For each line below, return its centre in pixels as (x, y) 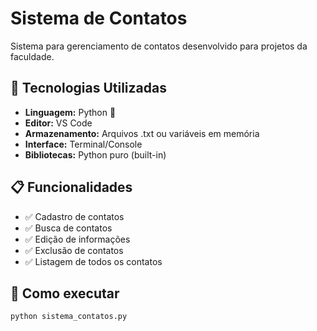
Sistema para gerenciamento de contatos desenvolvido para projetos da (159, 46)
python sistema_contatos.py (69, 317)
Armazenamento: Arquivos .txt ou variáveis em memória (142, 133)
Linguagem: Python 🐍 (70, 112)
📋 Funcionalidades (71, 187)
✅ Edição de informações (77, 239)
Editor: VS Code (58, 123)
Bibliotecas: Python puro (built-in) (95, 154)
